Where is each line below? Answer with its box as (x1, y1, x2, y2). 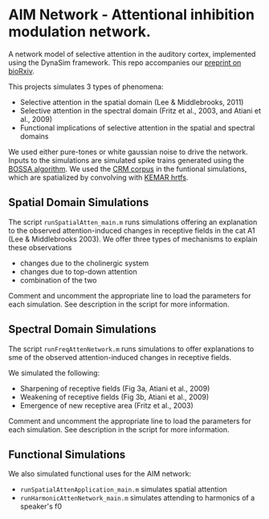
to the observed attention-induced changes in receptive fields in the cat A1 (8, 225, 255, 235)
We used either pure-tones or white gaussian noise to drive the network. (8, 147, 248, 156)
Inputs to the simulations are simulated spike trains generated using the (8, 155, 245, 165)
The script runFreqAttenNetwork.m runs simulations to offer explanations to (8, 343, 255, 354)
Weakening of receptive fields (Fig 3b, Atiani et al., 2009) (19, 391, 210, 402)
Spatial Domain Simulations (8, 196, 149, 209)
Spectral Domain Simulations (8, 322, 157, 336)
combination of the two (19, 275, 97, 285)
